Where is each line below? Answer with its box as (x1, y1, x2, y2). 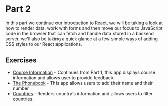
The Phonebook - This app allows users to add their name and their (12, 80, 153, 86)
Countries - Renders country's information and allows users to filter (12, 90, 153, 96)
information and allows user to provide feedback (12, 74, 114, 81)
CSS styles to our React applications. (5, 41, 82, 47)
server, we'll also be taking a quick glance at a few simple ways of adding (5, 36, 158, 42)
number (12, 85, 29, 91)
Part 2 (5, 3, 31, 15)
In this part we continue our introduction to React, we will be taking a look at (5, 20, 163, 26)
